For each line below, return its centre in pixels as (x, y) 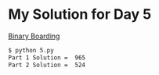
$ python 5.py (31, 50)
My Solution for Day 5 (80, 14)
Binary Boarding (34, 36)
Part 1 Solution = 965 (47, 57)
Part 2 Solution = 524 (47, 65)
